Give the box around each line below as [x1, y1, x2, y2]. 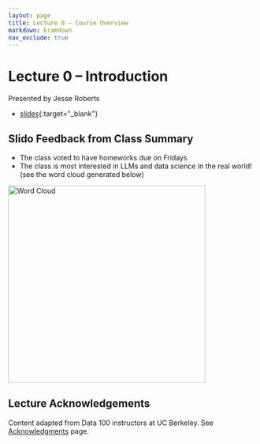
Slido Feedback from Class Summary [8, 132, 194, 145]
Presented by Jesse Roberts [8, 94, 100, 103]
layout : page [8, 11, 51, 20]
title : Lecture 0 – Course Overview [8, 19, 128, 27]
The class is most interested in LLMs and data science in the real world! [19, 161, 252, 171]
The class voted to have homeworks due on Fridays [19, 153, 188, 162]
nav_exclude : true [8, 33, 69, 42]
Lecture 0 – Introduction [8, 68, 169, 85]
